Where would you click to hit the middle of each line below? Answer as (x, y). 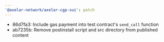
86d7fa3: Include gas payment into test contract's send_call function (85, 24)
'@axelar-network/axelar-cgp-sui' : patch (50, 10)
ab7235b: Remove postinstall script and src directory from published (85, 30)
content (20, 35)
